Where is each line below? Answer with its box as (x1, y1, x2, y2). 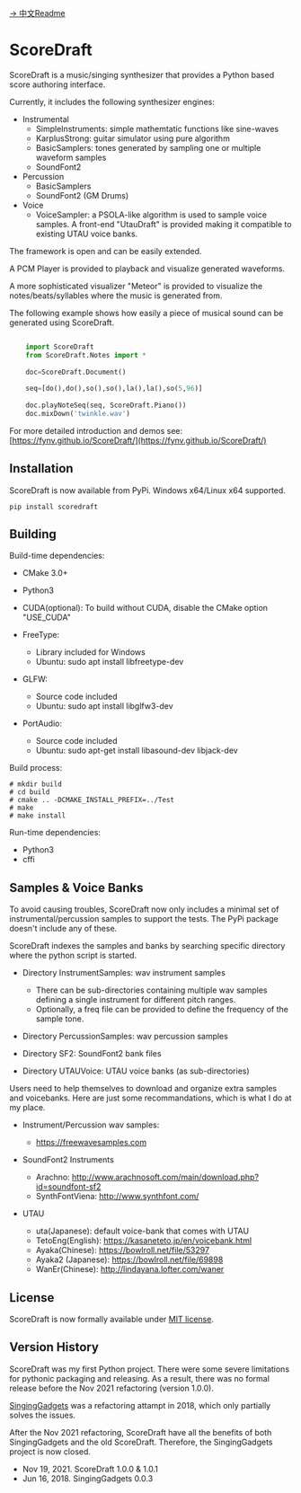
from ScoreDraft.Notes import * (25, 350, 146, 359)
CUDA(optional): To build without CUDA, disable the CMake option (22, 603, 268, 614)
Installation (9, 461, 74, 476)
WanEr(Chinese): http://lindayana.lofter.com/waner (35, 1264, 225, 1275)
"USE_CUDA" (22, 612, 72, 623)
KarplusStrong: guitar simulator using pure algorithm (35, 133, 231, 144)
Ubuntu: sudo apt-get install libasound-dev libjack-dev (35, 745, 238, 756)
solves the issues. (9, 1409, 76, 1420)
